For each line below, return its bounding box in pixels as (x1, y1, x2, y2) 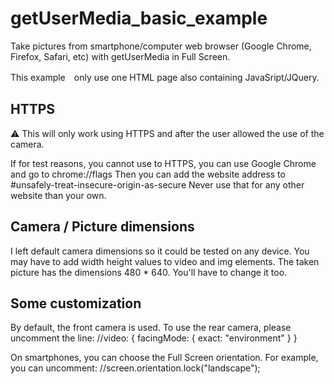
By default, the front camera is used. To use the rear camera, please (10, 322, 292, 334)
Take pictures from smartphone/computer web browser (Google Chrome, (10, 40, 312, 52)
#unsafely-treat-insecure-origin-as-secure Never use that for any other (10, 178, 305, 191)
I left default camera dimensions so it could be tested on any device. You (10, 245, 310, 257)
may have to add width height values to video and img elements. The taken (10, 255, 320, 267)
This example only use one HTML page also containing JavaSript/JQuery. (10, 71, 320, 83)
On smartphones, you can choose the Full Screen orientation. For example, (10, 352, 319, 364)
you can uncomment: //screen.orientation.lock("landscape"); (10, 362, 261, 374)
